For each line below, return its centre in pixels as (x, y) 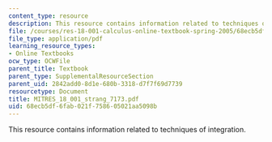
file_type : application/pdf (56, 39)
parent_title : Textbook (49, 69)
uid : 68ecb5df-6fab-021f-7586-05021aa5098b (83, 106)
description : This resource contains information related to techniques (134, 24)
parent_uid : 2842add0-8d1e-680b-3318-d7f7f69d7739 (96, 84)
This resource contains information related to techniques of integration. (127, 130)
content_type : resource (49, 16)
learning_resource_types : (52, 46)
